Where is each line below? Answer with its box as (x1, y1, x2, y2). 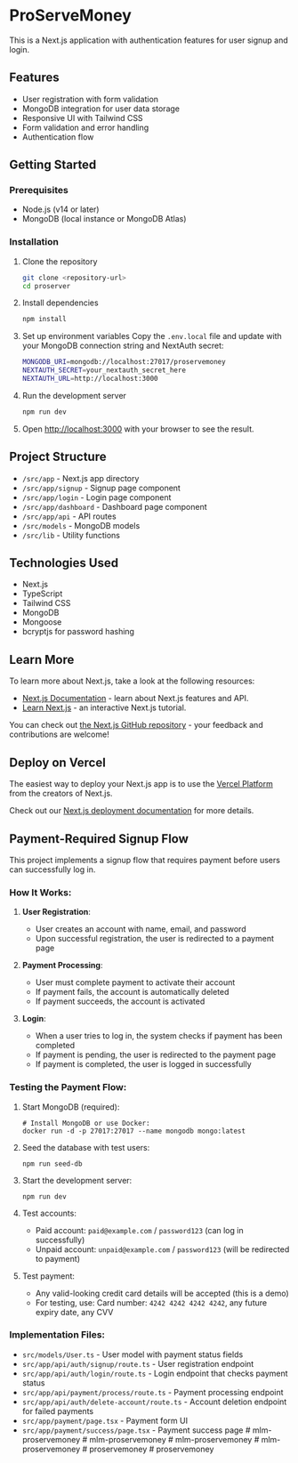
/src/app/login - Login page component (21, 491, 172, 503)
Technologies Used (9, 555, 118, 570)
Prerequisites (9, 184, 68, 197)
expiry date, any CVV (35, 1306, 114, 1317)
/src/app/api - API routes (21, 511, 117, 521)
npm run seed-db (21, 1159, 83, 1168)
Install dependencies (21, 297, 100, 308)
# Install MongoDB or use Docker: (21, 1119, 150, 1128)
